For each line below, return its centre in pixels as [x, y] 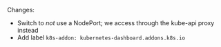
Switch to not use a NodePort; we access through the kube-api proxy [116, 23]
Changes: [21, 10]
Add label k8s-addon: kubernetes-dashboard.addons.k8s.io [101, 37]
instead [28, 30]
